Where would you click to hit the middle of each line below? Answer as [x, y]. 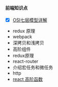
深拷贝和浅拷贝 [28, 43]
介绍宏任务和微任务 [33, 68]
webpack [22, 37]
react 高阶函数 [28, 79]
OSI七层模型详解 [30, 20]
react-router [25, 61]
